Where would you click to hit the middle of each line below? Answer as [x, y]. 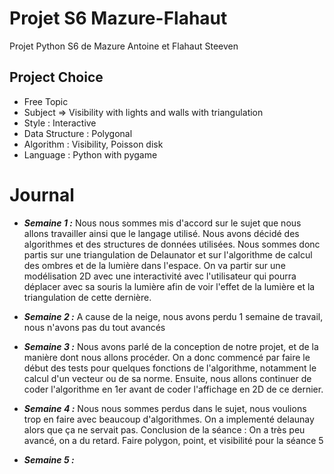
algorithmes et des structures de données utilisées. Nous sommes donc [172, 244]
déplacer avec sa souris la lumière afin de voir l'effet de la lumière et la [169, 286]
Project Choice [56, 77]
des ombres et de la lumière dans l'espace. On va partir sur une [154, 265]
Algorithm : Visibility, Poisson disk [93, 144]
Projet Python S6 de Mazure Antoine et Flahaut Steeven [124, 46]
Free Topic [46, 101]
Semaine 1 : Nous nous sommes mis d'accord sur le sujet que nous [162, 223]
